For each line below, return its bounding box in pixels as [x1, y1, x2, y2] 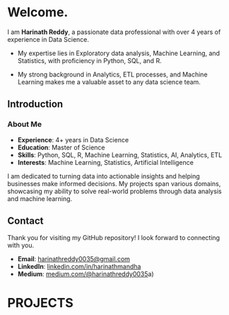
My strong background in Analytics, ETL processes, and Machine [17, 70, 208, 79]
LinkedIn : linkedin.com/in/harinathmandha [17, 263, 141, 271]
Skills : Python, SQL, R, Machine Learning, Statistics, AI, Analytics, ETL [17, 150, 223, 159]
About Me [7, 120, 42, 130]
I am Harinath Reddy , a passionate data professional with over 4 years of [7, 28, 221, 36]
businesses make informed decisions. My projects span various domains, [7, 179, 221, 188]
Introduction [7, 98, 64, 110]
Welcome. [7, 4, 69, 21]
